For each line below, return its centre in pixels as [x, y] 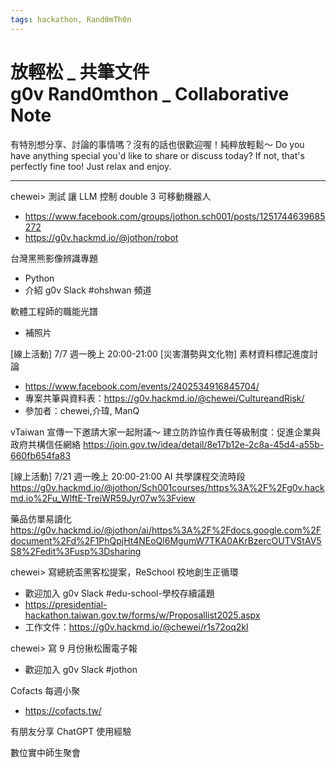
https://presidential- [66, 604]
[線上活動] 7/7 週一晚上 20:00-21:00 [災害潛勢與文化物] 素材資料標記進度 [160, 353]
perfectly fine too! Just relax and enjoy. [91, 166]
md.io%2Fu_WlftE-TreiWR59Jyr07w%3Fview [103, 498]
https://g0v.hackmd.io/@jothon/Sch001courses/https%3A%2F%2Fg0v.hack [167, 487]
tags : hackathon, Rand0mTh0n [71, 19]
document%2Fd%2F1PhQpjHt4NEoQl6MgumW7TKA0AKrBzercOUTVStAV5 [166, 540]
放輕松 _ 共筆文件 [80, 72]
